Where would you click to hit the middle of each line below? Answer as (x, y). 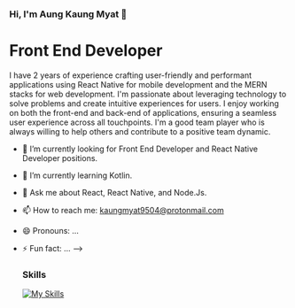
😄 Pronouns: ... (50, 230)
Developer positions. (60, 158)
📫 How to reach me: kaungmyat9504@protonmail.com (123, 210)
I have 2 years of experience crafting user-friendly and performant (131, 75)
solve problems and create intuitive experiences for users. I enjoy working (144, 103)
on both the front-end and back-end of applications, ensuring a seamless (143, 112)
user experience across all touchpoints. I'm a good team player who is (137, 122)
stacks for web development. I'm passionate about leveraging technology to (148, 94)
